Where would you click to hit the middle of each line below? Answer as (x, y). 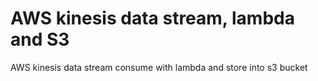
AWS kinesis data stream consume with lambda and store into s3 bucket (159, 67)
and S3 (40, 39)
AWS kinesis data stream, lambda (152, 18)
